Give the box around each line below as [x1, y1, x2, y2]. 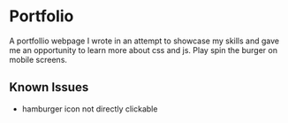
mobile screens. [9, 54, 68, 65]
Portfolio [9, 6, 74, 27]
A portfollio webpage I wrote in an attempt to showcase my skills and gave [9, 35, 280, 46]
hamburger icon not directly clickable [21, 104, 158, 114]
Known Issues [9, 80, 89, 95]
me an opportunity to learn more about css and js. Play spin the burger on [9, 44, 278, 55]
